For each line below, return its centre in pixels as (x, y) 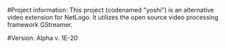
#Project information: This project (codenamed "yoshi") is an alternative (111, 10)
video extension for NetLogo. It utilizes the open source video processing (113, 17)
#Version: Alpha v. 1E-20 (43, 38)
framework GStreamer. (40, 24)
